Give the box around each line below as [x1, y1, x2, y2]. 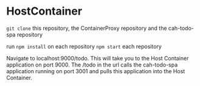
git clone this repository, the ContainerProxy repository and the [6, 24, 167, 32]
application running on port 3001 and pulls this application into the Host [6, 67, 185, 74]
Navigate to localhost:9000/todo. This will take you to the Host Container [6, 54, 189, 62]
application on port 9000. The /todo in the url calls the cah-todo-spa [6, 61, 178, 68]
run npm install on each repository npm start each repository [6, 43, 162, 50]
